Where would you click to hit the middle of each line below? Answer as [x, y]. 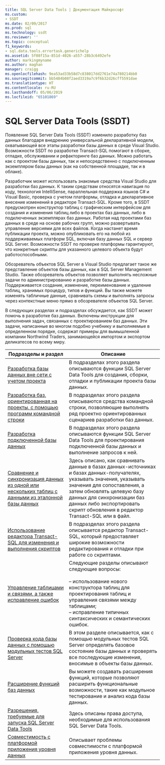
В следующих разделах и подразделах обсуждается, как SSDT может [79, 310]
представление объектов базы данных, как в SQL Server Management [79, 269]
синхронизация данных [36, 479]
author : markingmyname [28, 60]
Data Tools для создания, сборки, [109, 375]
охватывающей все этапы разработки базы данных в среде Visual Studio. [82, 146]
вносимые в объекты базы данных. [111, 663]
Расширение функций [34, 684]
